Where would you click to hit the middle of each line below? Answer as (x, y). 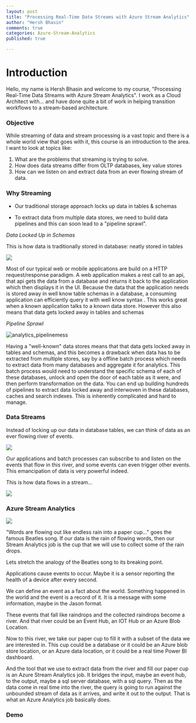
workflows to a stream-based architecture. (58, 107)
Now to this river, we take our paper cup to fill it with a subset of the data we (98, 639)
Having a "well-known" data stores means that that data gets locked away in (98, 346)
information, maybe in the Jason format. (54, 604)
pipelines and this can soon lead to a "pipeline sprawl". (81, 224)
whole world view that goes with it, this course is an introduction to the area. (98, 142)
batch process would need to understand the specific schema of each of (94, 371)
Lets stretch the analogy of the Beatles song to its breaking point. (85, 562)
